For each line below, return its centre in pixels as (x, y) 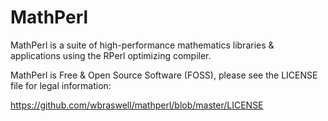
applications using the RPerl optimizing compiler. (111, 55)
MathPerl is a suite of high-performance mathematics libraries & (142, 45)
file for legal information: (61, 85)
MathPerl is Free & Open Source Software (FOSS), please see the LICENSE (164, 75)
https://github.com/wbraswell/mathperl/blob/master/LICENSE (137, 105)
